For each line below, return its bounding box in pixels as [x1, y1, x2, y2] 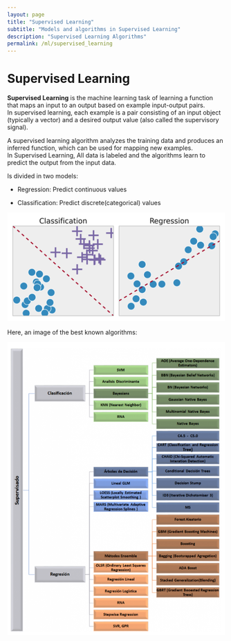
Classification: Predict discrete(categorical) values [17, 199, 161, 207]
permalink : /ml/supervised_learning [7, 40, 113, 48]
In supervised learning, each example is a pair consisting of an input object [7, 108, 221, 117]
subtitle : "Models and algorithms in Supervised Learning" [7, 26, 181, 32]
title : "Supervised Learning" [7, 18, 95, 26]
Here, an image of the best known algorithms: [7, 328, 138, 336]
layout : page [7, 11, 45, 18]
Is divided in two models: [7, 172, 78, 180]
